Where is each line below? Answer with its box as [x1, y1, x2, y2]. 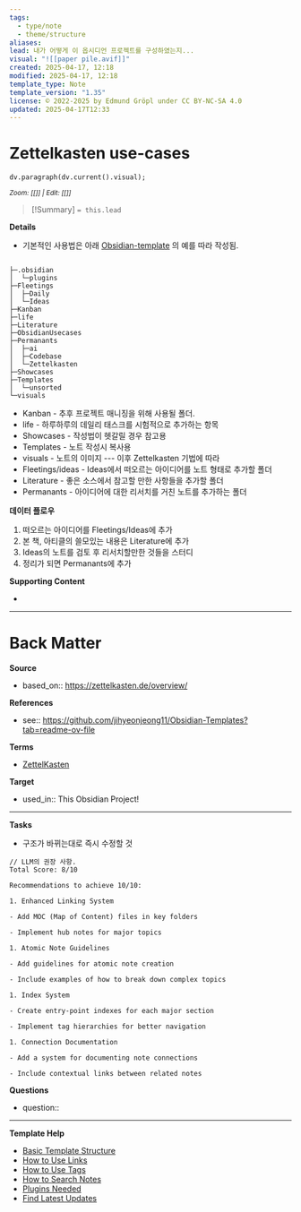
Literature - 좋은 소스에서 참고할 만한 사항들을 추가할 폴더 [21, 476, 224, 486]
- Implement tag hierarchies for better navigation [9, 1022, 206, 1031]
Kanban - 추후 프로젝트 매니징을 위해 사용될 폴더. [21, 408, 195, 419]
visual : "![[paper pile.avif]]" [9, 55, 130, 64]
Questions [9, 1085, 49, 1096]
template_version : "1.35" [9, 88, 106, 97]
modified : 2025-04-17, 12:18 [9, 72, 118, 81]
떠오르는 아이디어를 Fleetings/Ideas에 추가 [21, 525, 173, 536]
